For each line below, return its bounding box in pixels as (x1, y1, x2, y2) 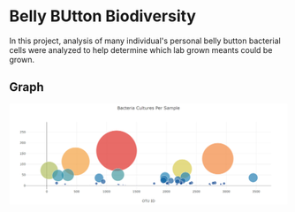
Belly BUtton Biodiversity (9, 6, 197, 26)
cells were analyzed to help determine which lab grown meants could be (9, 44, 273, 55)
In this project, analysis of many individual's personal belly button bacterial (9, 35, 281, 46)
